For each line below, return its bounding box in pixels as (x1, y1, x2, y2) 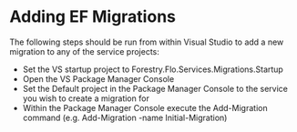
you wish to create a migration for (22, 93, 150, 104)
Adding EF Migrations (9, 6, 176, 27)
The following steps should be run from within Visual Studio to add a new (9, 36, 284, 47)
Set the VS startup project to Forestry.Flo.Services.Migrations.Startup (22, 64, 284, 75)
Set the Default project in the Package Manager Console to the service (22, 83, 289, 94)
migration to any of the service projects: (9, 46, 159, 56)
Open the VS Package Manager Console (22, 73, 175, 84)
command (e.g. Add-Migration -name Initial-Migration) (22, 112, 228, 123)
